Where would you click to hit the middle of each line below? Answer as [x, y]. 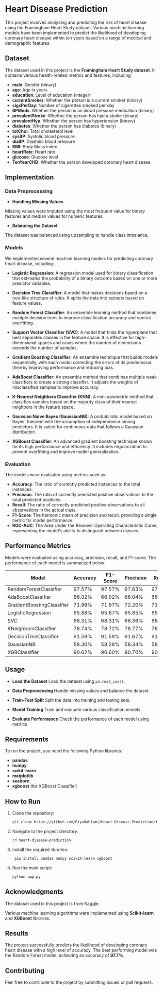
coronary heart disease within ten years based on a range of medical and [78, 38]
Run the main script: [32, 868]
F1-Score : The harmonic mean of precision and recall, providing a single [84, 515]
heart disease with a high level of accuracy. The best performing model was [81, 950]
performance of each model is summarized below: [55, 563]
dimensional [24, 342]
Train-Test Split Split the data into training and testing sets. [71, 700]
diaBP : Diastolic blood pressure [43, 141]
